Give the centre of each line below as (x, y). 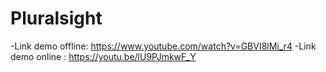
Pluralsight (56, 18)
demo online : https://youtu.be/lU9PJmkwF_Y (103, 56)
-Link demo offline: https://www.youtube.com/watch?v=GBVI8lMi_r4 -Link (163, 46)
